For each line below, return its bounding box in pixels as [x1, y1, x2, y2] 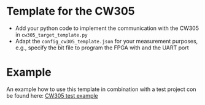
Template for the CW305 [6, 4, 135, 18]
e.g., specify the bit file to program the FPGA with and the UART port [15, 44, 189, 51]
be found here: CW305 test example [6, 92, 98, 99]
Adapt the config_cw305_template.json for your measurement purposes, [15, 37, 198, 45]
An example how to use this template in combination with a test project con [6, 85, 196, 93]
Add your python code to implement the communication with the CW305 [15, 24, 199, 32]
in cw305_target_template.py [15, 31, 88, 38]
